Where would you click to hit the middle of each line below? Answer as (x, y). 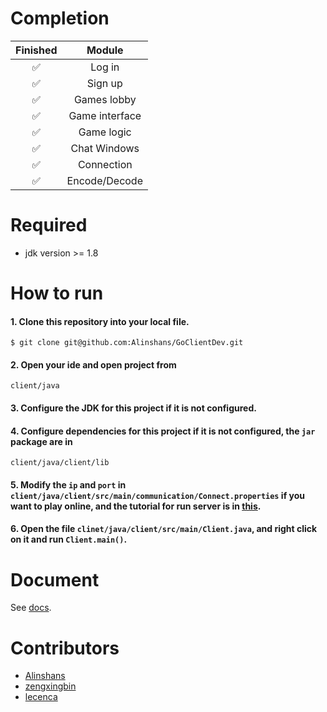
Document (55, 579)
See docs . (31, 608)
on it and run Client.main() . (69, 539)
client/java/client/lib (60, 463)
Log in (105, 67)
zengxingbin (50, 686)
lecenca (41, 697)
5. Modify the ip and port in (68, 484)
